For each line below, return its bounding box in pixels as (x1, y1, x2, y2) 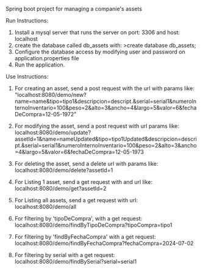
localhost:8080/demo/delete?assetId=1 (14, 167, 113, 174)
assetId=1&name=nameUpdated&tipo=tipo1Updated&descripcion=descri (14, 135, 198, 143)
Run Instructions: (5, 17, 49, 24)
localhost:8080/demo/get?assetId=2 (14, 185, 107, 192)
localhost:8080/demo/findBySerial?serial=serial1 (14, 258, 137, 265)
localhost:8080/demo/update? (14, 129, 91, 136)
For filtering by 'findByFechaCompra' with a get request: (14, 233, 156, 240)
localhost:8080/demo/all (14, 203, 77, 210)
